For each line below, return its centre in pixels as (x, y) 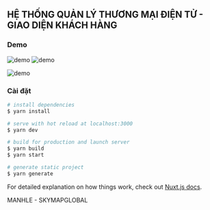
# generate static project (45, 168)
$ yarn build (26, 149)
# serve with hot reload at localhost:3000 (70, 123)
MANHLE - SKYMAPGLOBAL (48, 200)
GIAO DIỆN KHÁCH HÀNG (62, 26)
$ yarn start (26, 155)
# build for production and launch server (68, 142)
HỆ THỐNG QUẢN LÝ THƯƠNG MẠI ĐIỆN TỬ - (105, 15)
